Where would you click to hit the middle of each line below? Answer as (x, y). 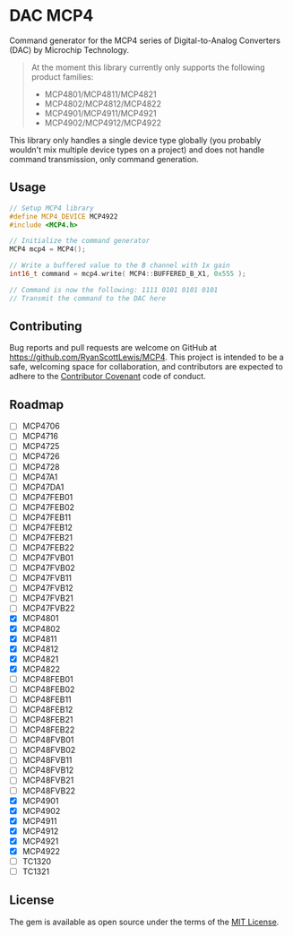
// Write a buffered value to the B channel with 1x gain (120, 265)
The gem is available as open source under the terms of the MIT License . (144, 922)
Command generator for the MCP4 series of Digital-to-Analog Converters (145, 40)
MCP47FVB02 (49, 568)
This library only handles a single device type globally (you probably (135, 140)
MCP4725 (41, 446)
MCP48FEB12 (47, 710)
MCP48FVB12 (48, 770)
